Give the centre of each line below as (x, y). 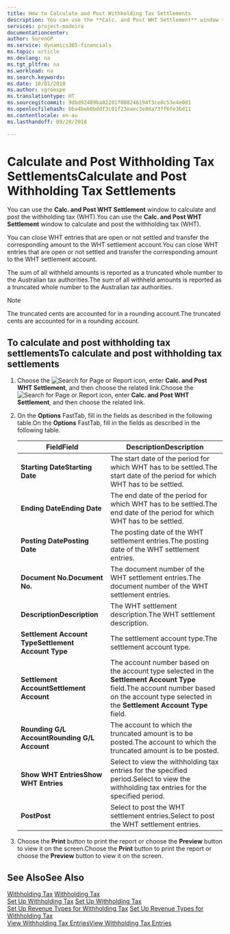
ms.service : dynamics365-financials (59, 45)
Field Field (62, 447)
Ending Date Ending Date (61, 508)
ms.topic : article (33, 52)
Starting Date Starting (56, 467)
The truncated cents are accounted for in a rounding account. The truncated (114, 314)
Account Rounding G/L (57, 738)
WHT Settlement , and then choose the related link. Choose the (105, 388)
